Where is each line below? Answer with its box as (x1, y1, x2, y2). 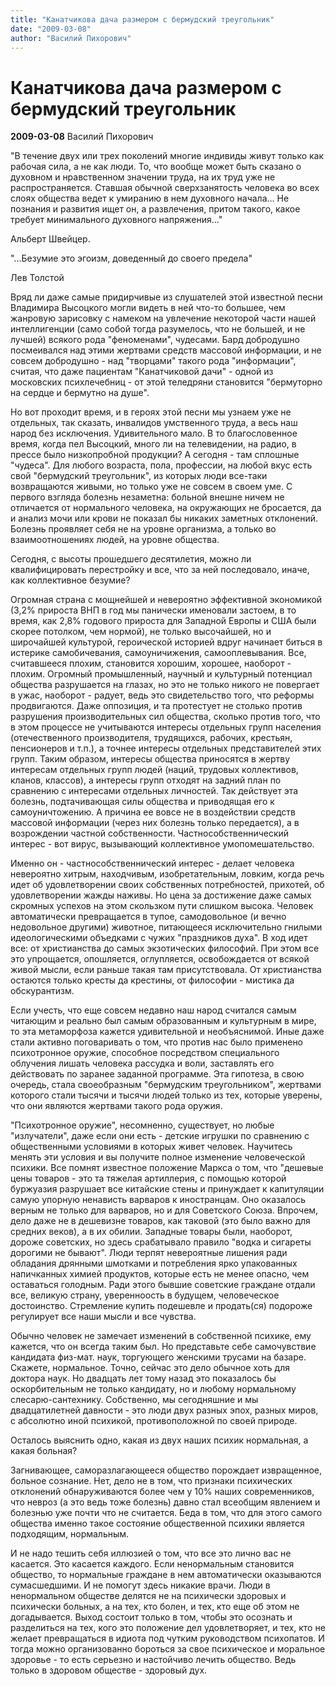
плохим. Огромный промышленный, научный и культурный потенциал (10, 668, 313, 680)
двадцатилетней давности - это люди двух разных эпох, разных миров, (10, 1404, 319, 1416)
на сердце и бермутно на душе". (10, 387, 150, 399)
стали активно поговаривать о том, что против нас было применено (10, 1036, 304, 1048)
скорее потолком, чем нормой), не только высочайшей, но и (10, 626, 272, 638)
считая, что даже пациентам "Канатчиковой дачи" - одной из (10, 366, 274, 378)
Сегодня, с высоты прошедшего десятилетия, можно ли (10, 553, 252, 565)
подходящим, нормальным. (10, 1528, 130, 1540)
